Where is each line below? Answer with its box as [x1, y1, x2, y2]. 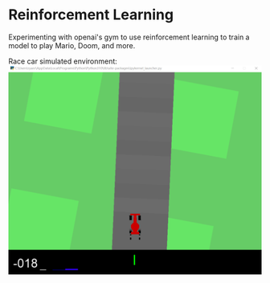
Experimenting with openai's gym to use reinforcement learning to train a [8, 32, 250, 42]
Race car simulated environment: [8, 56, 118, 66]
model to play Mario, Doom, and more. [8, 40, 136, 50]
